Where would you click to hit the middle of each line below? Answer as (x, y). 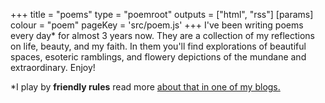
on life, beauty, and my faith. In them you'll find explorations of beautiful (158, 46)
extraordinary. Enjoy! (53, 67)
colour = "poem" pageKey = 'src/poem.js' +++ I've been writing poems (157, 25)
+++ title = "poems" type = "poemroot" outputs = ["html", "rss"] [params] (162, 14)
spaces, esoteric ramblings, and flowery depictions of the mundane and (158, 57)
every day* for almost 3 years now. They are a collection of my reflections (162, 35)
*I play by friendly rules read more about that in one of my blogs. (145, 87)
